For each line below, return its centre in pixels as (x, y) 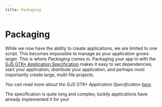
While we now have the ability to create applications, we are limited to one (81, 48)
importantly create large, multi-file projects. (50, 75)
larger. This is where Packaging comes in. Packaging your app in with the (81, 59)
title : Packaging (23, 10)
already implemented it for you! (37, 99)
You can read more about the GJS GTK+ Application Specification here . (79, 84)
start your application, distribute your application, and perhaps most (75, 69)
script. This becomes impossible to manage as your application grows (77, 53)
